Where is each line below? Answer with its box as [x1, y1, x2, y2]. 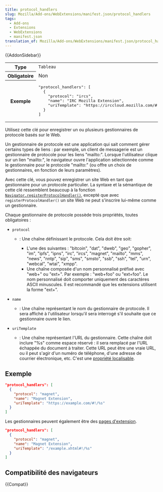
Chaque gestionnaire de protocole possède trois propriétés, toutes [5, 212, 138, 218]
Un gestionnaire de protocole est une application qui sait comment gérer [5, 142, 150, 147]
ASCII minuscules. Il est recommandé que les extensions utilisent [26, 282, 157, 288]
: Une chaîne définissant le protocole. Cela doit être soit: [19, 236, 132, 242]
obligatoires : [5, 217, 31, 223]
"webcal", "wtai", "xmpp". [26, 261, 78, 267]
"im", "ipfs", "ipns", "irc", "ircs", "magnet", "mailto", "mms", [26, 251, 144, 256]
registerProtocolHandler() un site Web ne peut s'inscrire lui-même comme [5, 198, 157, 203]
